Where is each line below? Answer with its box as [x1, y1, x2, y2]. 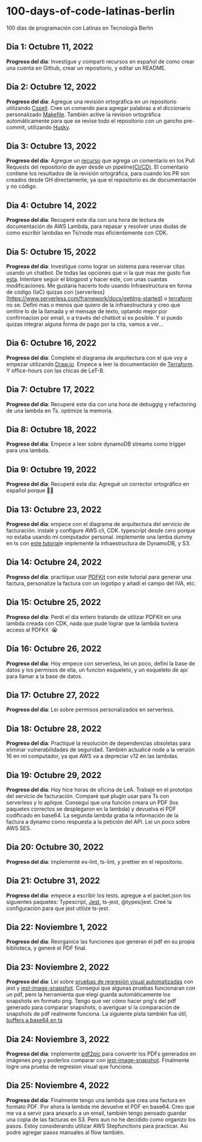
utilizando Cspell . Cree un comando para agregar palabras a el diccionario [6, 104, 191, 111]
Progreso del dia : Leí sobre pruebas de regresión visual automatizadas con [6, 978, 194, 985]
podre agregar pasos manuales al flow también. [6, 1129, 125, 1136]
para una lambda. [6, 447, 50, 454]
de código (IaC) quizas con [6, 288, 74, 296]
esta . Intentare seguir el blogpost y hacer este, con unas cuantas [6, 276, 168, 282]
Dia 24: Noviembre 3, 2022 [6, 1034, 110, 1044]
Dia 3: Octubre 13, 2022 [6, 141, 96, 151]
